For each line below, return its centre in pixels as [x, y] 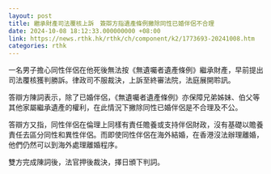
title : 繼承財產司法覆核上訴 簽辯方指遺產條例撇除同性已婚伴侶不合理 [111, 23]
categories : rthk [38, 46]
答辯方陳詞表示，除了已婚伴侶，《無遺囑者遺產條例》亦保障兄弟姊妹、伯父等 [134, 97]
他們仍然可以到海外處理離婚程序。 [65, 145]
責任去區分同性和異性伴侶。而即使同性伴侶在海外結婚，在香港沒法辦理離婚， [136, 135]
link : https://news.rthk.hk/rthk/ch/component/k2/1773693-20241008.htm [131, 38]
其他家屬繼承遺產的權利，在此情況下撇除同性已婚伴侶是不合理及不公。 [125, 108]
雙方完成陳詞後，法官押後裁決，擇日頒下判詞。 [86, 162]
